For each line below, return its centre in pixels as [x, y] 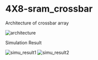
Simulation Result [23, 42]
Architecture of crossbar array [37, 23]
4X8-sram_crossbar [49, 9]
